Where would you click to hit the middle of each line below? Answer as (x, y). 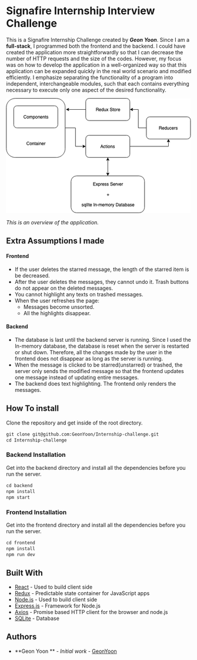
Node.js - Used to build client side (56, 599)
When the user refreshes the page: (57, 300)
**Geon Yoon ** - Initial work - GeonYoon (66, 651)
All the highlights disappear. (57, 313)
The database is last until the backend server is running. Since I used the (103, 339)
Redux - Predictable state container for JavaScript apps (82, 593)
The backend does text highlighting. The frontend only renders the (95, 383)
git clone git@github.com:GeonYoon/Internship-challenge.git (83, 434)
